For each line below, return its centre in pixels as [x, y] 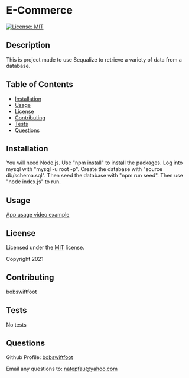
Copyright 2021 [25, 259]
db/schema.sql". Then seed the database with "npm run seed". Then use [94, 176]
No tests [16, 324]
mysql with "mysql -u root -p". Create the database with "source [84, 169]
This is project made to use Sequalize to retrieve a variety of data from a [94, 59]
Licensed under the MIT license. [45, 247]
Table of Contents [40, 84]
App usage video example [38, 215]
